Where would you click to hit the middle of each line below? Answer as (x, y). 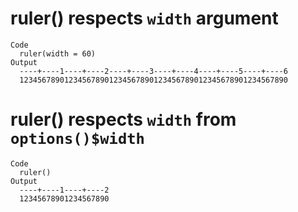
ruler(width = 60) (58, 53)
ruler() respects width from (123, 119)
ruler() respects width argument (144, 18)
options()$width (77, 139)
